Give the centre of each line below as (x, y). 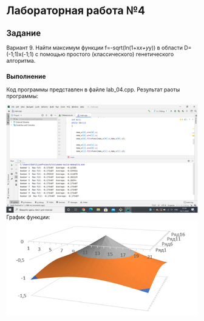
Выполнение (26, 76)
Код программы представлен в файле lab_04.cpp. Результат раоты (93, 90)
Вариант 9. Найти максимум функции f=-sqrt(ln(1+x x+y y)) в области (95, 48)
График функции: (28, 217)
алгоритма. (21, 61)
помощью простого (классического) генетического (107, 54)
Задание (24, 33)
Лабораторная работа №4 (76, 11)
